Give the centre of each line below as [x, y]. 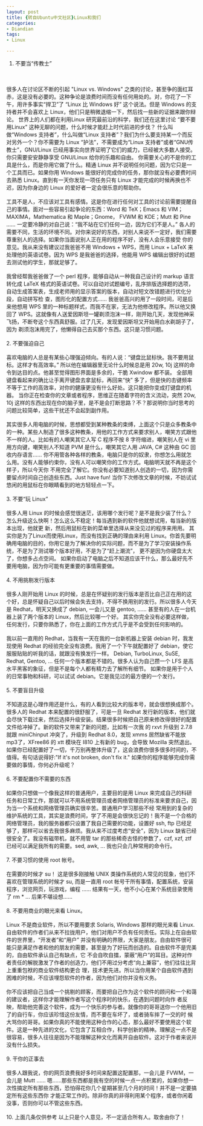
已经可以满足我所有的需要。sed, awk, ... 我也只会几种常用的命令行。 [91, 846]
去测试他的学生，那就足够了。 [43, 262]
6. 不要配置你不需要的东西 [39, 779]
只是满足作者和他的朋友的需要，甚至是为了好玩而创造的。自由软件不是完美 [104, 947]
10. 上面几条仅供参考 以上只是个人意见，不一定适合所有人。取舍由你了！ [96, 1117]
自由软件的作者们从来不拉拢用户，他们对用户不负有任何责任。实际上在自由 [99, 932]
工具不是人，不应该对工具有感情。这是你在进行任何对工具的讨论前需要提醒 [99, 202]
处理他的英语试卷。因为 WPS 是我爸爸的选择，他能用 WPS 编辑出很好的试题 [101, 255]
